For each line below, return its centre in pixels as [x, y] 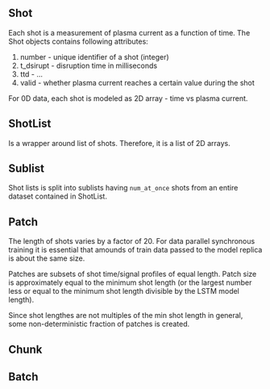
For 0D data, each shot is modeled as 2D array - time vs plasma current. [128, 98]
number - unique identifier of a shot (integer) [94, 56]
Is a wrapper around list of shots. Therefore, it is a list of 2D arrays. [120, 143]
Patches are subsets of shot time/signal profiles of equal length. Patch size [133, 274]
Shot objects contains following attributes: [79, 41]
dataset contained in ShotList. [58, 196]
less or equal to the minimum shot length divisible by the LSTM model [124, 291]
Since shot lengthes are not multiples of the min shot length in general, [126, 316]
